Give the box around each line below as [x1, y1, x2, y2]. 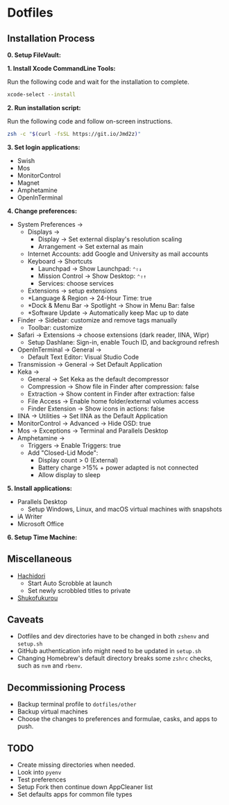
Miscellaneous [7, 553, 72, 565]
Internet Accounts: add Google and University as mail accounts [27, 250, 209, 258]
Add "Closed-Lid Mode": [27, 449, 99, 457]
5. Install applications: [7, 484, 73, 492]
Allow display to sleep [37, 470, 101, 479]
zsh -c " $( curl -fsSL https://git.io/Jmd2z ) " [7, 130, 141, 137]
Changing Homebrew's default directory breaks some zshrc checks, [17, 654, 213, 663]
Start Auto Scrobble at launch [27, 579, 112, 587]
